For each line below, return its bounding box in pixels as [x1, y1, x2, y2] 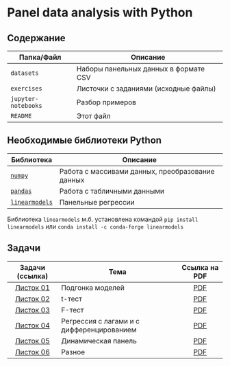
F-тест [61, 305, 84, 314]
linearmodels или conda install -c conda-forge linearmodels [7, 222, 183, 231]
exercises [10, 84, 42, 92]
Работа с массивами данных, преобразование [59, 166, 215, 176]
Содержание [7, 32, 66, 44]
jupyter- [10, 95, 39, 102]
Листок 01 [14, 283, 50, 293]
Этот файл [76, 111, 111, 121]
